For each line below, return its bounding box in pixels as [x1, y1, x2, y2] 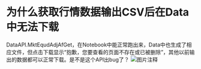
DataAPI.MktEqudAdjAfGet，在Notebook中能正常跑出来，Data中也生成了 [6, 41, 187, 48]
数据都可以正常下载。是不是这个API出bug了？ [16, 56, 130, 63]
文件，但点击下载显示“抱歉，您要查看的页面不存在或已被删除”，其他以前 [11, 48, 190, 55]
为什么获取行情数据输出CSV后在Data [6, 5, 190, 19]
